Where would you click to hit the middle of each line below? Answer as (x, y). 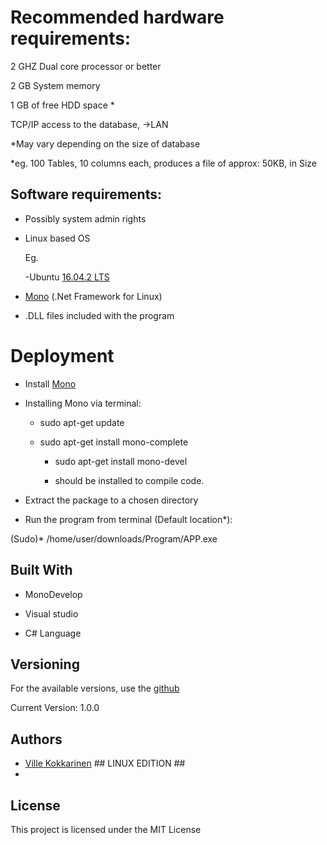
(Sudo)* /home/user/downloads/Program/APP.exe (114, 538)
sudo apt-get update (82, 422)
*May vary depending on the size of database (105, 143)
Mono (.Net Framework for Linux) (93, 296)
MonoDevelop (53, 594)
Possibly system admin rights (85, 218)
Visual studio (51, 613)
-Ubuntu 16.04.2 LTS (67, 277)
